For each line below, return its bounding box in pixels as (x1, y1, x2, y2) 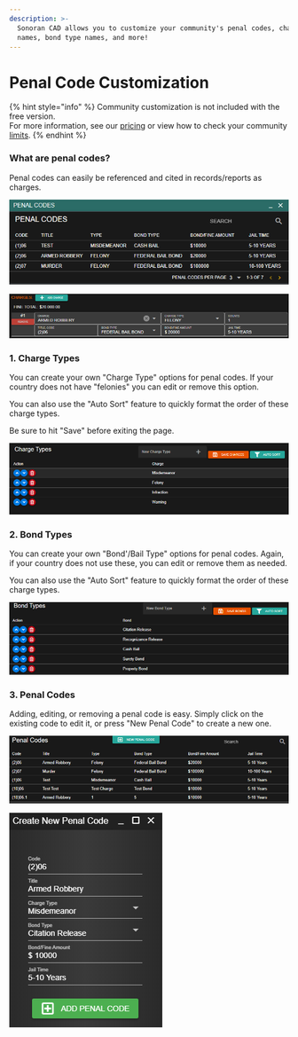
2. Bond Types (9, 528, 73, 540)
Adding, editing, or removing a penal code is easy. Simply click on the (9, 709, 264, 719)
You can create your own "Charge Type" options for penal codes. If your (9, 373, 274, 383)
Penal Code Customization (9, 72, 210, 92)
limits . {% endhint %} (9, 130, 87, 141)
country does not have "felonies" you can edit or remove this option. (9, 381, 260, 392)
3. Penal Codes (9, 688, 75, 701)
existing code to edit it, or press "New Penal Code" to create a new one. (9, 719, 272, 729)
